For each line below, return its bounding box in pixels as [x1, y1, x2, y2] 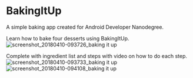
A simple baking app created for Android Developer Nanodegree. [6, 23, 164, 30]
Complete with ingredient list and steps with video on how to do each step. [6, 52, 187, 59]
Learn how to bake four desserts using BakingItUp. [6, 35, 129, 42]
